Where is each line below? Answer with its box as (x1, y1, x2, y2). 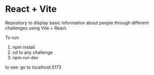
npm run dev (12, 54, 39, 60)
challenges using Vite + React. (5, 25, 68, 31)
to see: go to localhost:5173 (5, 64, 62, 70)
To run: (5, 35, 20, 40)
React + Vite (5, 3, 57, 15)
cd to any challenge (12, 49, 53, 55)
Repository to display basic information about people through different (5, 20, 149, 26)
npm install (12, 44, 35, 50)
